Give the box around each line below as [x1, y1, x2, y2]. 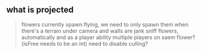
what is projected [6, 5, 74, 15]
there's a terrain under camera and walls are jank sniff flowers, [21, 27, 178, 34]
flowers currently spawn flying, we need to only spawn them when [21, 20, 189, 28]
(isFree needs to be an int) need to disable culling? [21, 40, 148, 47]
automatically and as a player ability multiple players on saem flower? [21, 33, 196, 41]
